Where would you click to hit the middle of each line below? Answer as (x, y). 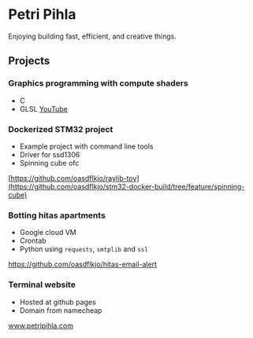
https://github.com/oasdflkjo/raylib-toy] (75, 178)
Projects (29, 61)
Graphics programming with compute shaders (99, 83)
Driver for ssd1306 (50, 154)
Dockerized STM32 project (61, 129)
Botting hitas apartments (57, 215)
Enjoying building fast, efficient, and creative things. (93, 36)
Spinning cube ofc (49, 163)
